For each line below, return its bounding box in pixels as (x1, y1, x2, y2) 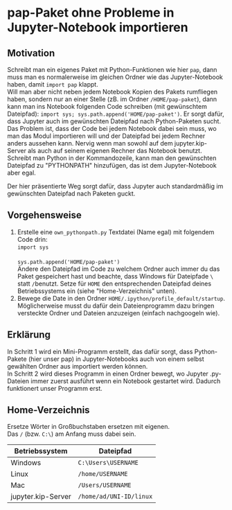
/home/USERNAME (78, 470, 128, 478)
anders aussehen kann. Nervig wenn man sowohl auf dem (7, 139, 173, 147)
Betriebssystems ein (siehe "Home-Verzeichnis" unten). (17, 286, 177, 295)
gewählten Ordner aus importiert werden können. (7, 362, 148, 370)
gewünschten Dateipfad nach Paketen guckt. (7, 189, 136, 197)
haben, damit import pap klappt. (7, 80, 98, 88)
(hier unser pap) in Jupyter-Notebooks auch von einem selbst (28, 355, 204, 363)
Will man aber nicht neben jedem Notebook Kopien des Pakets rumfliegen (7, 88, 218, 96)
